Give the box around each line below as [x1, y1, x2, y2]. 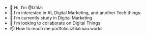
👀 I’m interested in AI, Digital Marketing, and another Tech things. [9, 10, 142, 16]
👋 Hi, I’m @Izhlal [9, 5, 43, 10]
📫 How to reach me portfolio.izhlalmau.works [9, 26, 103, 31]
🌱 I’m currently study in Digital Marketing [9, 15, 92, 20]
